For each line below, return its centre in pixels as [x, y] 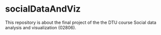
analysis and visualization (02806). [41, 27]
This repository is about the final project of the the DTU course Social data [81, 22]
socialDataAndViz [43, 9]
